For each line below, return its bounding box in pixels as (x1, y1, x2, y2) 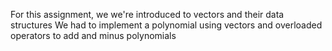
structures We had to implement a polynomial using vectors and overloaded (10, 19, 323, 31)
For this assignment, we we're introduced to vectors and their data (10, 9, 285, 20)
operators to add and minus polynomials (10, 30, 177, 41)
